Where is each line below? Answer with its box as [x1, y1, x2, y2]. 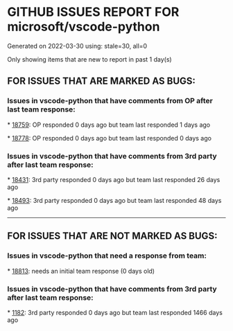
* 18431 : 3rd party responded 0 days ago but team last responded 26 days [7, 175, 221, 184]
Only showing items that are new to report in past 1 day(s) [7, 55, 172, 63]
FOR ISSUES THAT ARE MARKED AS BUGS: [7, 75, 196, 87]
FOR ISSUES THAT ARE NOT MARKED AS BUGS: [7, 230, 218, 242]
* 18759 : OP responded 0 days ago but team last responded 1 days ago [7, 120, 210, 129]
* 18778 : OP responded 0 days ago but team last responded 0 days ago [7, 134, 212, 142]
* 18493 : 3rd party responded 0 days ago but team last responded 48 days [7, 196, 222, 204]
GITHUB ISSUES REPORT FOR [7, 4, 180, 20]
